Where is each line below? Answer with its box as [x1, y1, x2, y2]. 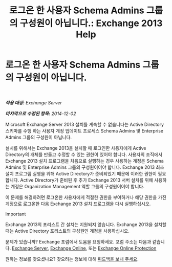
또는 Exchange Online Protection [88, 245, 157, 251]
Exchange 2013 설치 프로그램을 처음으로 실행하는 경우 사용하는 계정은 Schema [5, 158, 164, 164]
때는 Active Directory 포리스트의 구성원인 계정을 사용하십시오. [5, 228, 130, 234]
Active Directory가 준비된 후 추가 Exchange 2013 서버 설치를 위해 [20, 177, 154, 183]
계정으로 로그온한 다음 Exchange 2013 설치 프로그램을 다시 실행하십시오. [5, 201, 151, 207]
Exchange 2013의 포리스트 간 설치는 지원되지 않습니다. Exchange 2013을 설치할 [5, 221, 167, 228]
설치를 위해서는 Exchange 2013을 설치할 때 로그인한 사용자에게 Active [5, 145, 146, 151]
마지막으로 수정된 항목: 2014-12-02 [5, 110, 76, 117]
